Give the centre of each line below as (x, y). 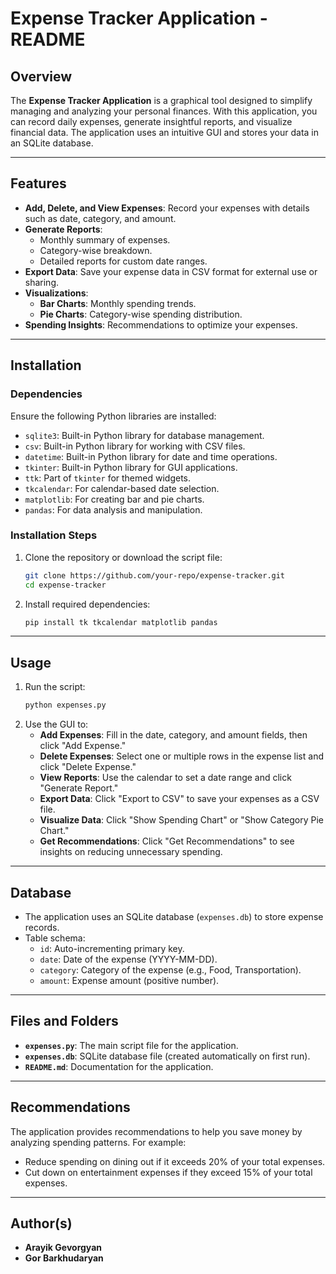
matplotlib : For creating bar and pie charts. (114, 499)
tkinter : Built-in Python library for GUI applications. (131, 467)
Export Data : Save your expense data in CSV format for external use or (171, 271)
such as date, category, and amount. (100, 218)
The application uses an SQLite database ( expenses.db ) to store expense (174, 916)
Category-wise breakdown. (96, 250)
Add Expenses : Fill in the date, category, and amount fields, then (173, 735)
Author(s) (41, 1223)
